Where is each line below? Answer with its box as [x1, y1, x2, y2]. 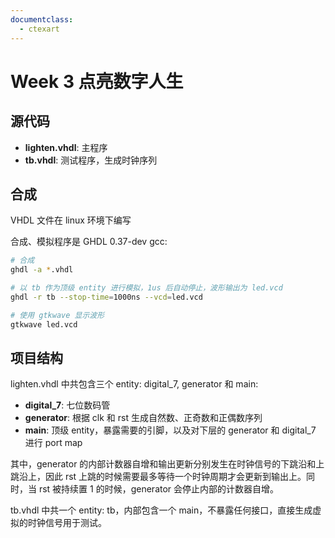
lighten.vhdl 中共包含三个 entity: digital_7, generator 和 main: [10, 378, 259, 390]
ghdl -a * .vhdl [10, 265, 74, 275]
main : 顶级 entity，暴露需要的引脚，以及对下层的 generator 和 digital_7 [24, 424, 317, 436]
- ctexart [19, 24, 60, 34]
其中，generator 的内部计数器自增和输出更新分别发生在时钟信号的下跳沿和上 [10, 458, 325, 470]
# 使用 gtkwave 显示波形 [10, 310, 105, 320]
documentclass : [10, 14, 74, 25]
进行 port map [24, 437, 83, 449]
